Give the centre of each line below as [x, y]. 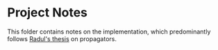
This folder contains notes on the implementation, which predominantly [109, 32]
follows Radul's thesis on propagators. [62, 38]
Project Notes [48, 13]
